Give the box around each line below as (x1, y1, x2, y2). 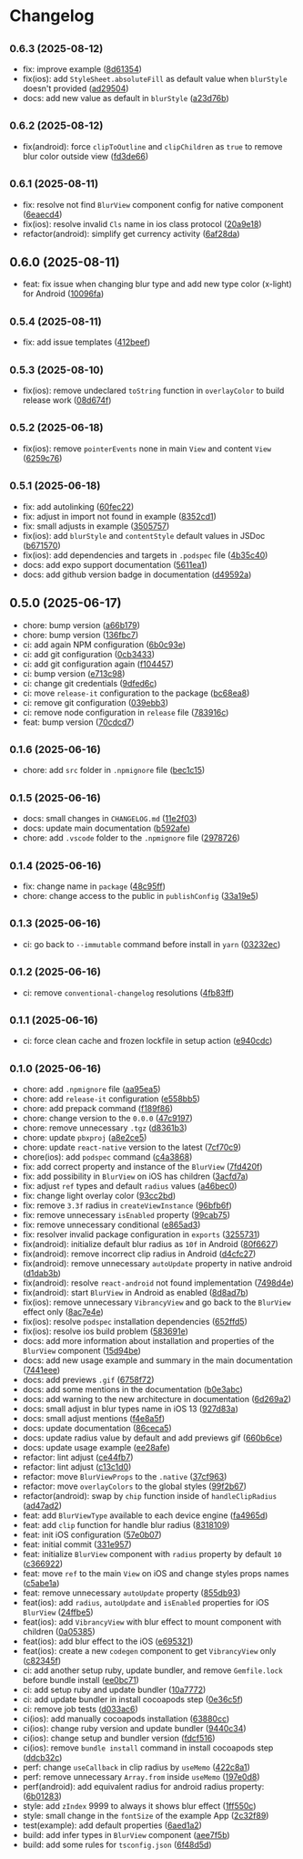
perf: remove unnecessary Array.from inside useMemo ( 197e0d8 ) (22, 1771, 261, 1782)
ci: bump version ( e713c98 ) (22, 667, 126, 679)
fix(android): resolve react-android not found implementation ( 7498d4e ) (22, 1277, 294, 1288)
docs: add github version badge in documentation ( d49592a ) (22, 569, 252, 580)
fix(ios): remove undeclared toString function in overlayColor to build (22, 385, 285, 397)
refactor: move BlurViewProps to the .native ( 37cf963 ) (22, 1472, 227, 1482)
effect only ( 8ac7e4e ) (22, 1306, 105, 1317)
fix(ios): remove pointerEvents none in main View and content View (22, 443, 271, 454)
